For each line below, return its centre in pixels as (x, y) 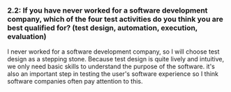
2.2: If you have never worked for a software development (107, 10)
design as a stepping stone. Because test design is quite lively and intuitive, (116, 59)
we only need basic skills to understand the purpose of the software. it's (111, 67)
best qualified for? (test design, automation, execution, (102, 28)
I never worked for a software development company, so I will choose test (113, 52)
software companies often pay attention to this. (75, 82)
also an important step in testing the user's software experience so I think (113, 74)
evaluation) (27, 36)
